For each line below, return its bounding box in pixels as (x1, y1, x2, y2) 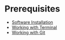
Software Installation (11, 19, 53, 25)
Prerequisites (4, 3, 61, 14)
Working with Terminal (11, 24, 57, 30)
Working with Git (11, 29, 45, 35)
